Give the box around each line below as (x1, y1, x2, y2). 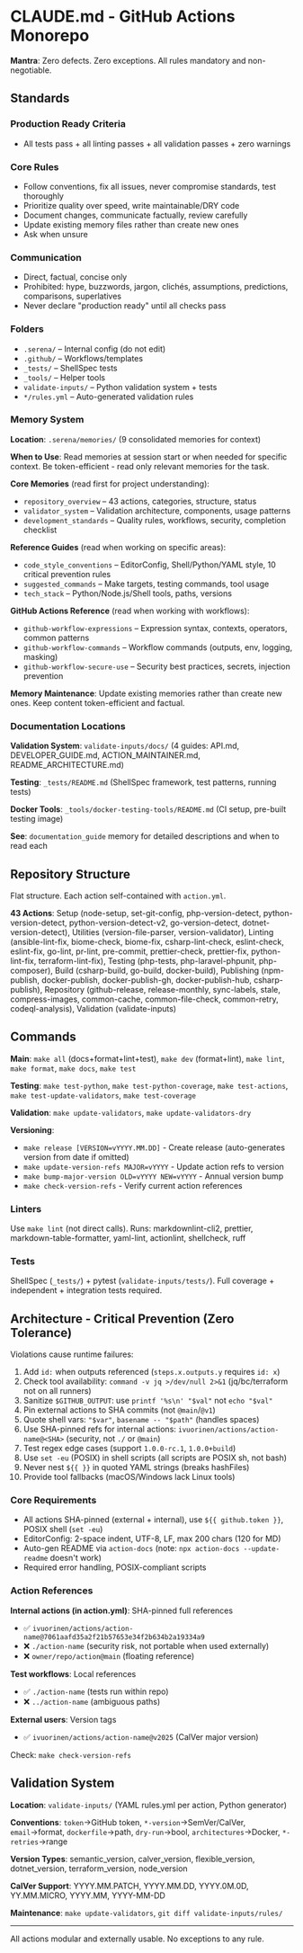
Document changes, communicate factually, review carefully (22, 210, 248, 220)
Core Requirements (10, 1494, 97, 1507)
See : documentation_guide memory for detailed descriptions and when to (10, 831, 280, 842)
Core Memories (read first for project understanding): (10, 478, 210, 489)
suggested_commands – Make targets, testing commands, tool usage (22, 578, 270, 589)
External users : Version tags (10, 1714, 117, 1725)
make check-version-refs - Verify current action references (22, 1180, 244, 1191)
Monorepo (10, 25, 90, 46)
